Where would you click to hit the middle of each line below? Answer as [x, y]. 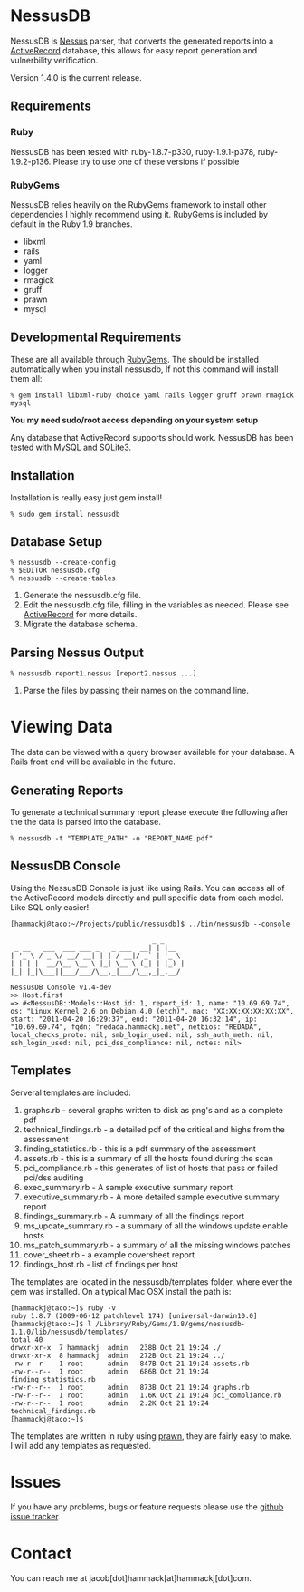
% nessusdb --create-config [63, 563]
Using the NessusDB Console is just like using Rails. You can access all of [147, 888]
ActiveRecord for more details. [80, 615]
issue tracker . [36, 1517]
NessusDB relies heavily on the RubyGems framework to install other [138, 204]
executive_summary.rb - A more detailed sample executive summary [151, 1197]
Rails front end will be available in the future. [93, 762]
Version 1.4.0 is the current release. [76, 77]
